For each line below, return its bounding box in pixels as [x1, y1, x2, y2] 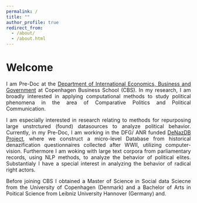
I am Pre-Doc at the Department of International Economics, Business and [6, 80, 191, 87]
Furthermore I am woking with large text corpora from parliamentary [23, 147, 191, 154]
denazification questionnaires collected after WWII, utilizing [6, 141, 162, 148]
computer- [165, 141, 191, 148]
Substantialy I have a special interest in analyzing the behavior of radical [6, 160, 191, 167]
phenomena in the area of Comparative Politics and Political [6, 99, 191, 106]
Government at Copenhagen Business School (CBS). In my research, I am [6, 86, 191, 94]
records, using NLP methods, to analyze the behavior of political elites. [6, 153, 191, 161]
